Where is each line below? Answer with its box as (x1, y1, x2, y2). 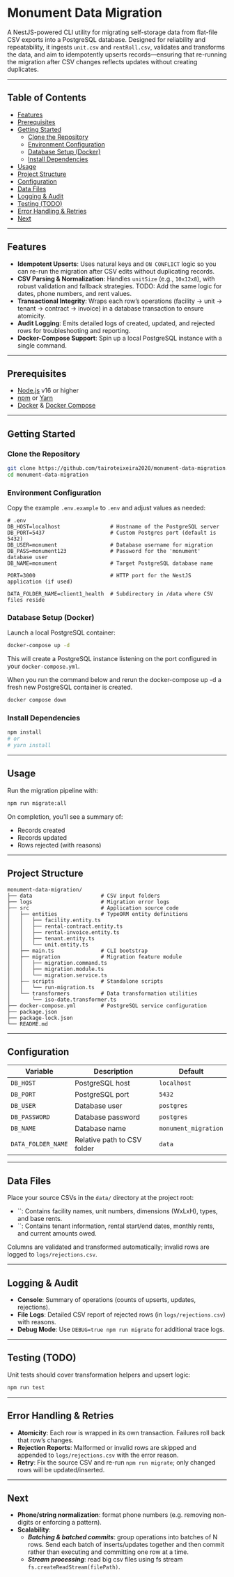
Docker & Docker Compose (17, 401, 96, 410)
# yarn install (7, 742, 52, 749)
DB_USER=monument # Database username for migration (7, 542, 214, 549)
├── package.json (7, 1008, 58, 1015)
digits (17, 1518, 33, 1527)
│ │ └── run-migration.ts (7, 984, 95, 991)
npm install (7, 729, 42, 736)
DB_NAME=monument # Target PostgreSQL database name (7, 560, 214, 567)
